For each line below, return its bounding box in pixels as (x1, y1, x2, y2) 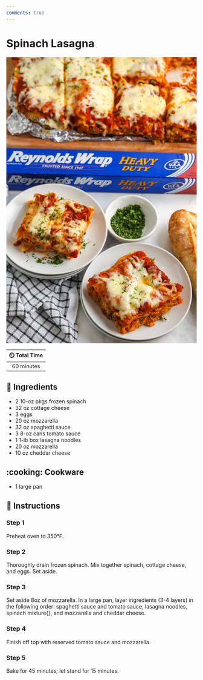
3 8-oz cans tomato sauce (14, 430, 81, 437)
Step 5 (6, 653, 26, 662)
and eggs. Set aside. (6, 568, 57, 575)
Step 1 (6, 518, 25, 527)
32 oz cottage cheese (14, 404, 70, 412)
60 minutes (11, 363, 40, 370)
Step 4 (6, 624, 26, 633)
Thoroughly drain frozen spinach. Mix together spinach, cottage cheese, (6, 561, 187, 569)
